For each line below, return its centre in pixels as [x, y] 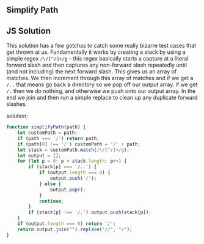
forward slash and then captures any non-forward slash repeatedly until [97, 65]
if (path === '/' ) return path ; [58, 138]
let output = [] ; [39, 155]
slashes [16, 104]
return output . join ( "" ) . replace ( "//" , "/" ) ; [75, 229]
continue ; [51, 201]
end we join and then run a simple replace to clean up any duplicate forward [102, 98]
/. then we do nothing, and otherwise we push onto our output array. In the [101, 91]
